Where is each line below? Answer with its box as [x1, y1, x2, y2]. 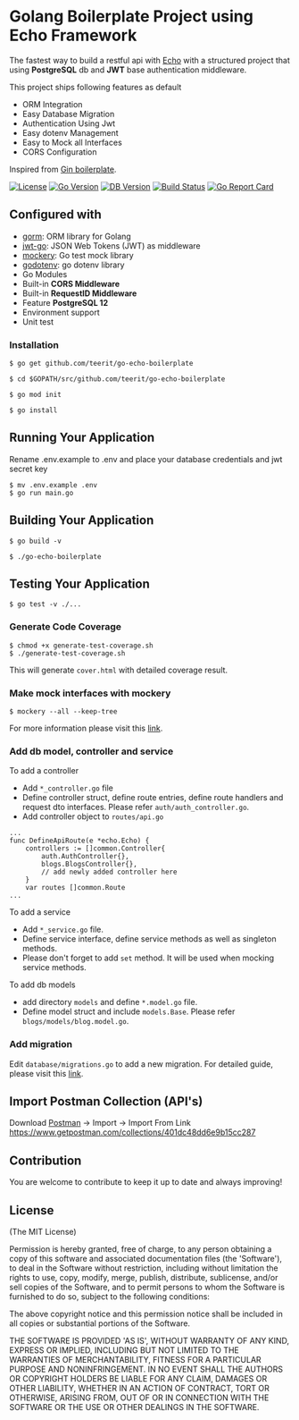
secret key [9, 463, 48, 474]
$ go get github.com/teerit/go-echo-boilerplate [9, 359, 194, 368]
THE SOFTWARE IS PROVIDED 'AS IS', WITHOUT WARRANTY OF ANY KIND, [9, 1335, 290, 1347]
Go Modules [21, 268, 68, 279]
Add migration [9, 1038, 73, 1051]
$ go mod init [9, 391, 62, 400]
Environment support [21, 307, 100, 317]
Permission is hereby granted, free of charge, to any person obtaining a [9, 1244, 272, 1255]
